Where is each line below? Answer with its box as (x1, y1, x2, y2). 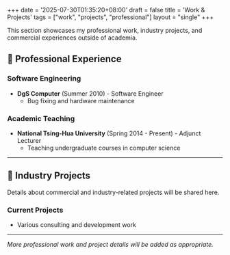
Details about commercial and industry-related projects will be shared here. (7, 188, 220, 196)
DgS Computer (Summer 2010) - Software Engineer (16, 89, 164, 98)
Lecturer (16, 136, 42, 144)
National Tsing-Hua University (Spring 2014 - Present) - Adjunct (16, 129, 201, 137)
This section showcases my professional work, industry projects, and (7, 27, 203, 34)
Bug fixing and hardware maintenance (27, 96, 135, 105)
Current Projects (7, 205, 64, 215)
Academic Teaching (7, 113, 75, 123)
